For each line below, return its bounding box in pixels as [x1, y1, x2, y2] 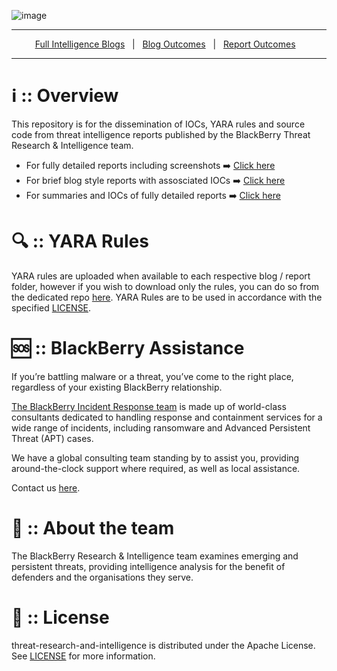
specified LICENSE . [11, 301, 92, 314]
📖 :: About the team [11, 517, 175, 539]
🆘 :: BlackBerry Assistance [11, 337, 245, 360]
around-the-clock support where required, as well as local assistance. [11, 462, 301, 474]
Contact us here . [11, 481, 81, 494]
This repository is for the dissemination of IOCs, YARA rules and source [11, 118, 306, 130]
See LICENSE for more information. [11, 650, 156, 662]
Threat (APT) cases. [11, 432, 94, 444]
